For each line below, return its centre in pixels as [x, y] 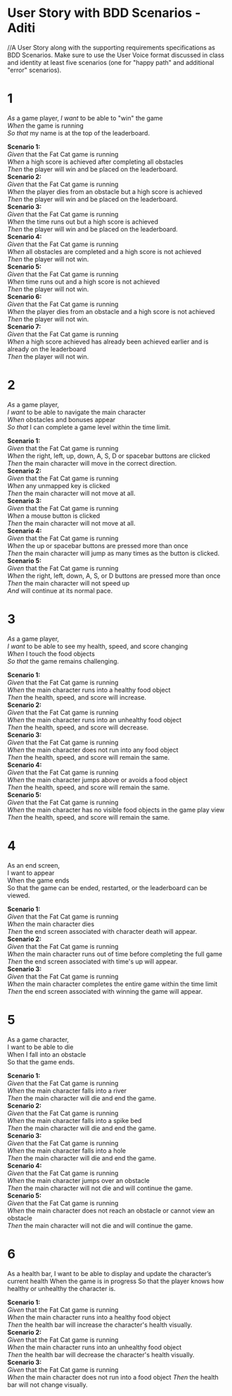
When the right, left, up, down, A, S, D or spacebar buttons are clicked [109, 456]
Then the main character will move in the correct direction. [92, 463]
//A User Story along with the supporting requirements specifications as [111, 47]
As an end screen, [34, 865]
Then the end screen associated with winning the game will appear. [105, 991]
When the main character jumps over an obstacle [78, 1180]
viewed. [19, 895]
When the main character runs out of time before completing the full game [115, 954]
